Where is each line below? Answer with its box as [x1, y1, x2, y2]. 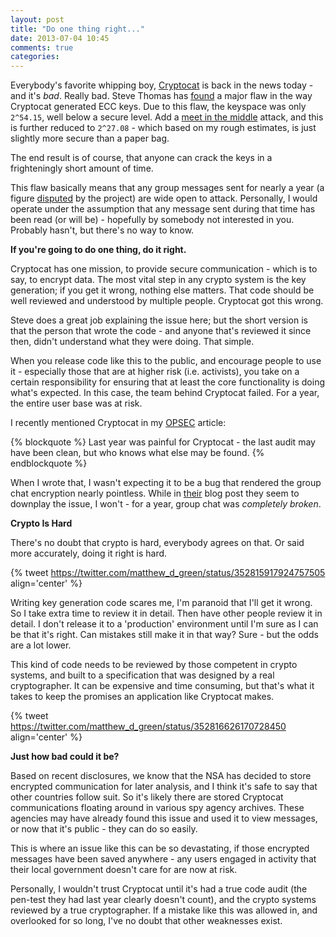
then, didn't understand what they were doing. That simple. [10, 336, 255, 348]
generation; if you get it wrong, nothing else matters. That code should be [10, 284, 315, 296]
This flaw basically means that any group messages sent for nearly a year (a [10, 182, 325, 194]
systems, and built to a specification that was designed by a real [10, 669, 275, 681]
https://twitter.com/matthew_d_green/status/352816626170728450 [10, 721, 287, 733]
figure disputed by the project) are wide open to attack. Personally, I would [10, 192, 318, 205]
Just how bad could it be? [10, 751, 120, 763]
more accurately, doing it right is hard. [10, 547, 168, 560]
